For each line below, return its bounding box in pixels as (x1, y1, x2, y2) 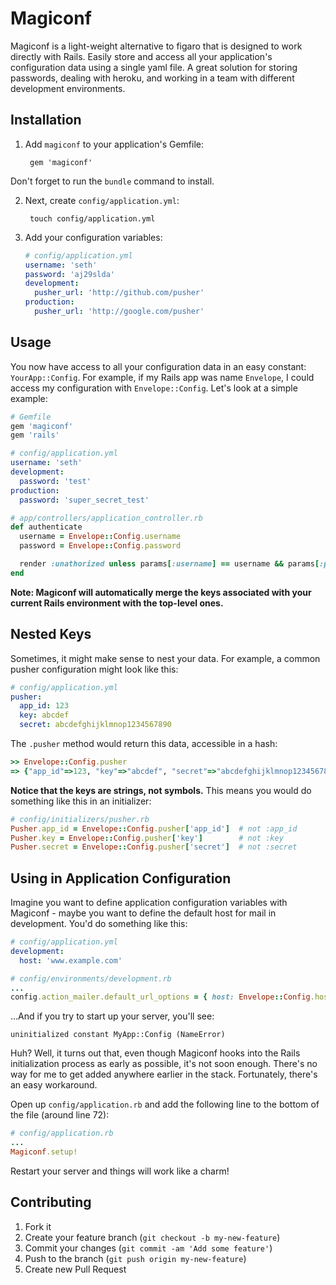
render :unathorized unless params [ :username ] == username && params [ (19, 559, 320, 569)
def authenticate (10, 522, 83, 532)
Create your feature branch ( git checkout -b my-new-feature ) (24, 1231, 281, 1243)
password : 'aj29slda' (24, 269, 116, 279)
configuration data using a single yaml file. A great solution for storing (10, 61, 298, 73)
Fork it (24, 1220, 52, 1232)
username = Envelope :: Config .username (19, 532, 182, 542)
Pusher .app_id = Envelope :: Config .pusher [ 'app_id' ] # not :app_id (10, 823, 298, 834)
